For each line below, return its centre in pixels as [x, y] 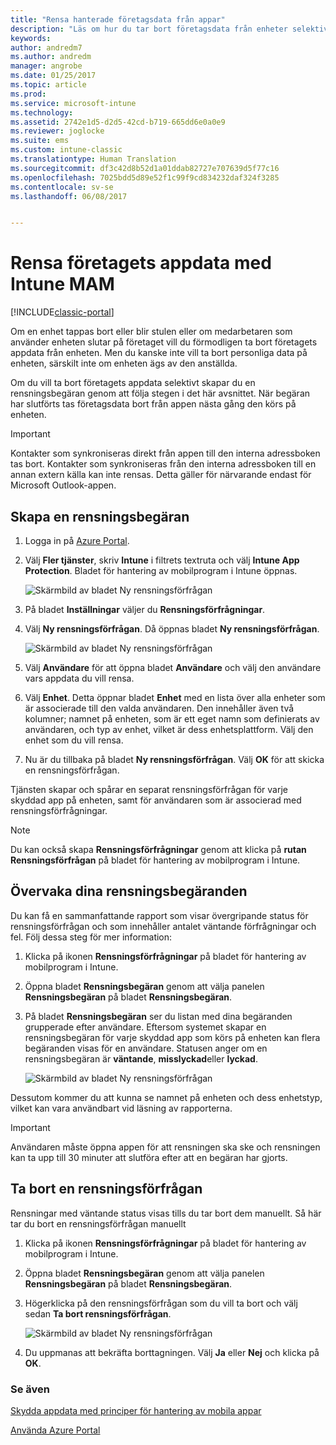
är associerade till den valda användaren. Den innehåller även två [159, 708]
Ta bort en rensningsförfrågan [106, 1189]
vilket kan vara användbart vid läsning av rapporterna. [121, 1108]
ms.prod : [28, 94]
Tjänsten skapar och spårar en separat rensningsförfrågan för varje [149, 789]
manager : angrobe [46, 66]
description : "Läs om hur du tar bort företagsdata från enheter [149, 29]
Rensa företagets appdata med [141, 263]
